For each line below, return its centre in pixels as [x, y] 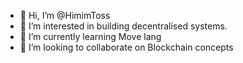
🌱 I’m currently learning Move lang [90, 36]
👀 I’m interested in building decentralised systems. [123, 26]
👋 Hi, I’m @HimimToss [65, 15]
